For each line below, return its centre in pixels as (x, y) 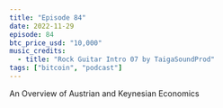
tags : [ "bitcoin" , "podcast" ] (66, 68)
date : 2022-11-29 (42, 26)
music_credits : (38, 51)
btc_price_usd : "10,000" (56, 43)
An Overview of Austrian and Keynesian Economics (104, 93)
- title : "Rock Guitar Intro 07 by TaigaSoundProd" (116, 59)
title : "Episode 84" (48, 18)
